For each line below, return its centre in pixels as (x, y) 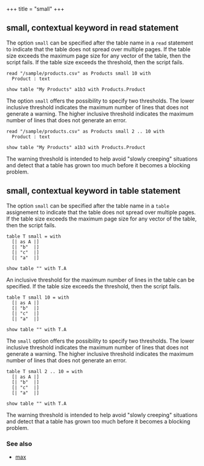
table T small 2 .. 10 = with (45, 371)
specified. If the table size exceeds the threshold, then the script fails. (94, 286)
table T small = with (34, 236)
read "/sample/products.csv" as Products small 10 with (79, 73)
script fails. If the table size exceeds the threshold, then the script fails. (95, 62)
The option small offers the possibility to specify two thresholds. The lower (100, 101)
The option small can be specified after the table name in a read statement (100, 43)
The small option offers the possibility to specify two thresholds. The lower (100, 341)
